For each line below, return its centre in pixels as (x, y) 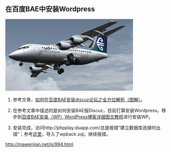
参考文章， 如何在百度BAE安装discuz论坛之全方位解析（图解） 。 (79, 99)
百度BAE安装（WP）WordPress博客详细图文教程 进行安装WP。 (87, 117)
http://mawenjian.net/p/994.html (40, 144)
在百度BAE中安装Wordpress (50, 9)
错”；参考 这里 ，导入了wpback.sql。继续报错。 (62, 134)
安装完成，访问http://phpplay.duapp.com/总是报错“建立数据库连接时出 (87, 128)
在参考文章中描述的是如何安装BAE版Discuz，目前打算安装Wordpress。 (87, 110)
